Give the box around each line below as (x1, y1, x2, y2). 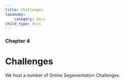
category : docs (14, 16, 46, 21)
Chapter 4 (5, 38, 30, 45)
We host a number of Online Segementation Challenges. (5, 73, 121, 79)
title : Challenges (5, 7, 43, 12)
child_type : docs (5, 21, 41, 26)
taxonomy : (5, 12, 26, 17)
